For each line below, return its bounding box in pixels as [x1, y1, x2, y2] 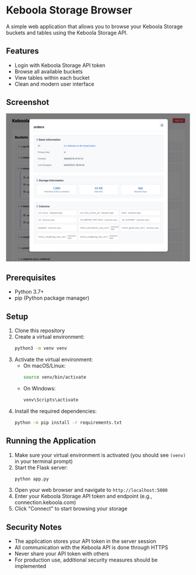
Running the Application [6, 436, 96, 446]
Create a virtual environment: [14, 334, 85, 341]
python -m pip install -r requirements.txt [14, 420, 123, 426]
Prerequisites [6, 273, 56, 283]
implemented [14, 563, 47, 570]
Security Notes [6, 522, 62, 532]
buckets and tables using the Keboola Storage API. [6, 29, 128, 36]
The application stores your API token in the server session [14, 537, 156, 545]
